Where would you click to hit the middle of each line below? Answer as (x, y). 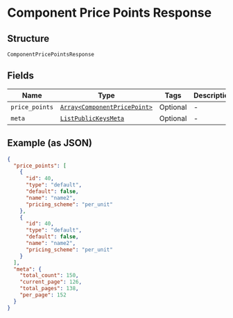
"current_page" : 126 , (51, 282)
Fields (21, 75)
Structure (28, 39)
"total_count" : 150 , (49, 276)
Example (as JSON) (50, 143)
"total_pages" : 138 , (49, 289)
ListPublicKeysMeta (92, 118)
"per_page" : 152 (43, 295)
